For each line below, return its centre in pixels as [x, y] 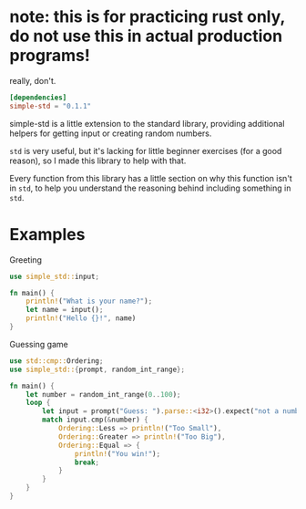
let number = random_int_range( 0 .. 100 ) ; [103, 394]
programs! [50, 56]
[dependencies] [38, 98]
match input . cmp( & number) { [95, 420]
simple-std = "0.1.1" [51, 106]
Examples [47, 234]
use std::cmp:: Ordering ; [56, 361]
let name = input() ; [65, 310]
